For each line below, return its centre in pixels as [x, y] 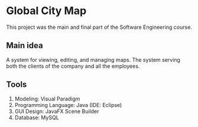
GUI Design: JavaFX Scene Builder [57, 111]
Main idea [25, 46]
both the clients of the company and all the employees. [73, 66]
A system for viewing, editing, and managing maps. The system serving [93, 59]
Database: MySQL [37, 117]
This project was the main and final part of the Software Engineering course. [99, 27]
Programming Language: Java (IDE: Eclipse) [68, 105]
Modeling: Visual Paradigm [47, 99]
